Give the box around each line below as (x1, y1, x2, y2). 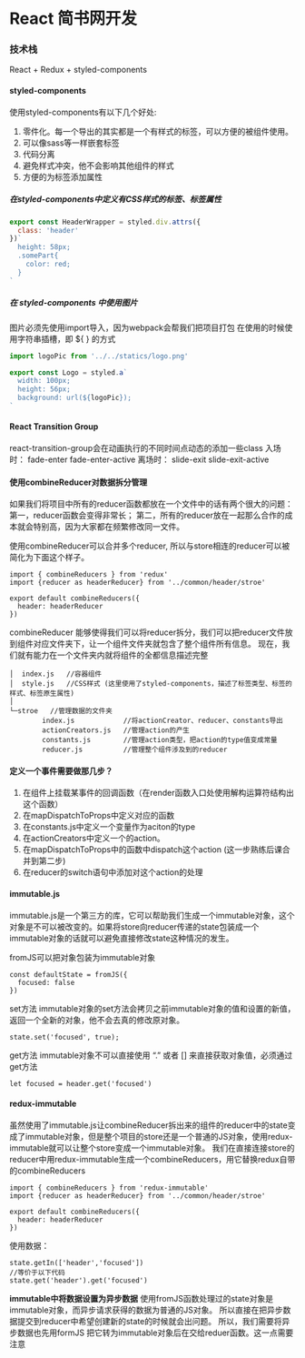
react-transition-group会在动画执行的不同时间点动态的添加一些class (9, 443, 263, 454)
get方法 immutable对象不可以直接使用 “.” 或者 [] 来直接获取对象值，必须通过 (9, 1050, 293, 1061)
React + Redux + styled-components (9, 65, 148, 75)
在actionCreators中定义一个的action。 (22, 833, 165, 844)
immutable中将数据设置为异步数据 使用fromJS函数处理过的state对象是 (9, 1293, 274, 1303)
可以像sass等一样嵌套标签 (22, 137, 120, 148)
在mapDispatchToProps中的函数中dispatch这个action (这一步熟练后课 (22, 844, 283, 855)
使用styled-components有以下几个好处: (9, 106, 157, 117)
